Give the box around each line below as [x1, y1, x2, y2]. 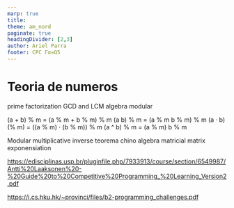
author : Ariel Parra [7, 42, 68, 49]
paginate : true [7, 29, 52, 37]
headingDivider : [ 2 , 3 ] [7, 36, 73, 43]
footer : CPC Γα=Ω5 [7, 49, 61, 56]
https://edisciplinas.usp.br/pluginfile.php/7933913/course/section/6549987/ [7, 157, 226, 166]
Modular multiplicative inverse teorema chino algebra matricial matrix [7, 136, 205, 145]
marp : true [7, 10, 39, 17]
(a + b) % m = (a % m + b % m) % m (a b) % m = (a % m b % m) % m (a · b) [7, 115, 226, 124]
